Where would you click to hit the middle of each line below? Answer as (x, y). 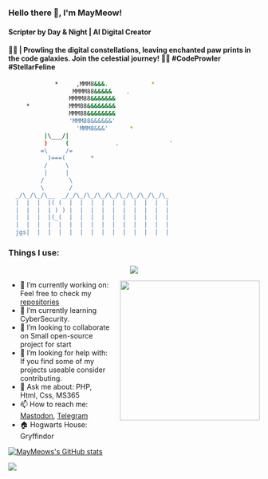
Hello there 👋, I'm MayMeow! (65, 13)
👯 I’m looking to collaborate (65, 327)
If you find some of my (57, 362)
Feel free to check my (55, 294)
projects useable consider (63, 370)
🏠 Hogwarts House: (53, 425)
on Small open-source (56, 336)
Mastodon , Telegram (54, 416)
